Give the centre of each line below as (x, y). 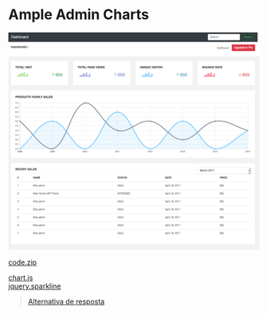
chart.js (21, 277)
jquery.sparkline (35, 286)
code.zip (23, 262)
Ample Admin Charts (79, 15)
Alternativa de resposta (66, 301)
